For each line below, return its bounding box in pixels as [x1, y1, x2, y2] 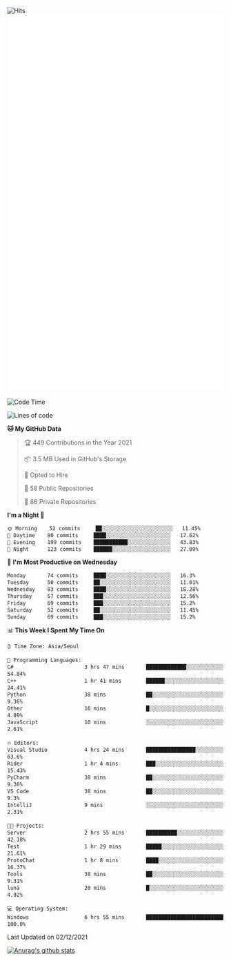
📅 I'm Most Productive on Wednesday [7, 558, 117, 566]
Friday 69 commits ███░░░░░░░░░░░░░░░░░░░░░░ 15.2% [7, 600, 196, 607]
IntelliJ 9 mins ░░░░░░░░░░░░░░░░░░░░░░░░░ [7, 802, 224, 809]
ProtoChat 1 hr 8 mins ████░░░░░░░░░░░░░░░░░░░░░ [7, 857, 224, 864]
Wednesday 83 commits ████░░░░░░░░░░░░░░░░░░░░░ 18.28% [7, 586, 199, 593]
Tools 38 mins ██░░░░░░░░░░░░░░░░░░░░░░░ [7, 871, 224, 878]
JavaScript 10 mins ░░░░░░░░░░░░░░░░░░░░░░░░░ [7, 719, 224, 726]
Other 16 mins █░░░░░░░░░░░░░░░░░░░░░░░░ [7, 705, 224, 712]
